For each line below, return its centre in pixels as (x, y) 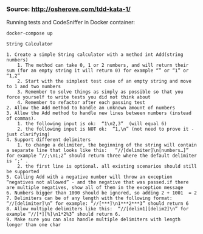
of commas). (21, 119)
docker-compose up (29, 33)
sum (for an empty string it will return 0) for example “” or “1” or (98, 71)
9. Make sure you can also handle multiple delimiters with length (94, 220)
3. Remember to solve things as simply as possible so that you (100, 92)
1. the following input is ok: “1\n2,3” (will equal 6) (92, 124)
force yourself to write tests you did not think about (78, 97)
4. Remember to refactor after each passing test (81, 103)
